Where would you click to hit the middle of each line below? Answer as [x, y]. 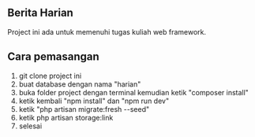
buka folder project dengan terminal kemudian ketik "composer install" [134, 92]
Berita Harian [41, 13]
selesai [30, 126]
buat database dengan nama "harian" [80, 84]
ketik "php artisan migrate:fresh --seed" [84, 109]
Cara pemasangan [53, 57]
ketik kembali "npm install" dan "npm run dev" [94, 101]
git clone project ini [50, 76]
